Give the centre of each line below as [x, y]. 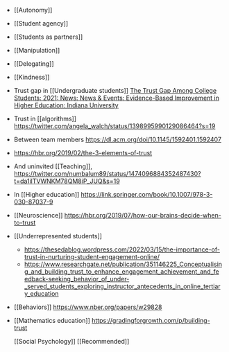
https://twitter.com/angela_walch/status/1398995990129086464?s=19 [114, 126]
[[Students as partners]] [48, 37]
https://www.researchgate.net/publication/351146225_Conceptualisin [123, 264]
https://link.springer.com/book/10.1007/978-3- [147, 194]
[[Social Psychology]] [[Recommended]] [71, 341]
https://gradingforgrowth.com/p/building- [151, 320]
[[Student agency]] [41, 23]
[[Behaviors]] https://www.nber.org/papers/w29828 [88, 307]
